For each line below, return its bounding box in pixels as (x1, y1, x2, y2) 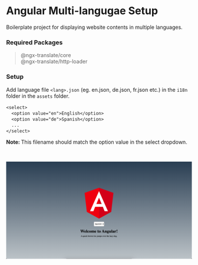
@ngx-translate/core (20, 52, 71, 59)
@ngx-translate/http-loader (20, 58, 88, 65)
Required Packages (6, 38, 63, 47)
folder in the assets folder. (6, 92, 70, 100)
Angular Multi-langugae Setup (6, 4, 158, 18)
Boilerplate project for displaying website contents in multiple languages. (6, 24, 183, 31)
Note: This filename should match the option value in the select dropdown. (6, 138, 187, 145)
